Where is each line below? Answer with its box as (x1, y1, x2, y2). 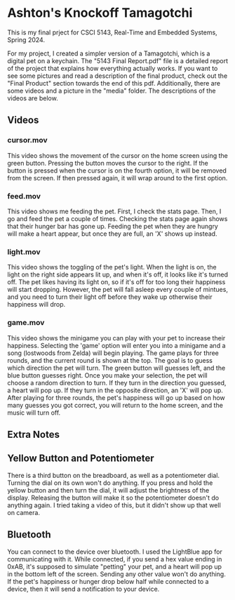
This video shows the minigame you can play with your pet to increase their (7, 333, 226, 342)
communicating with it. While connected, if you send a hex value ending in (7, 554, 222, 563)
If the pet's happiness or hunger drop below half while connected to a (7, 577, 209, 585)
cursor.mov (7, 135, 48, 145)
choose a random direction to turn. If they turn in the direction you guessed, (7, 378, 227, 387)
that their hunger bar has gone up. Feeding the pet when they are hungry (7, 222, 219, 230)
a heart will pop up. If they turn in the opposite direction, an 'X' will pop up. (7, 386, 223, 394)
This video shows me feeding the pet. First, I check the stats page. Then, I (7, 207, 222, 215)
